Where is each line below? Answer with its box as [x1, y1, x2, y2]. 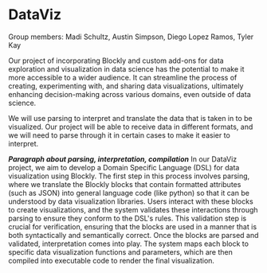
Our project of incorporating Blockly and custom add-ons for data [8, 56, 225, 65]
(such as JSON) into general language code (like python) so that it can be [8, 188, 249, 197]
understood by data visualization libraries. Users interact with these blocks [8, 197, 253, 206]
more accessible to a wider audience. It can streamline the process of [8, 72, 238, 82]
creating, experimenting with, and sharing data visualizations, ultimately [8, 81, 244, 91]
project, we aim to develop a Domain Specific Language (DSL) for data [8, 162, 240, 172]
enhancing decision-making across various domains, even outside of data [8, 89, 251, 99]
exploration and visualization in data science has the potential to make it [8, 64, 245, 73]
